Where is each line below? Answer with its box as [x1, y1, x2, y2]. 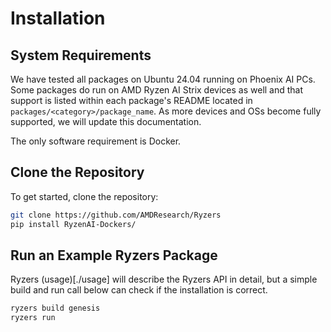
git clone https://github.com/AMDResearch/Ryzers [10, 210, 222, 220]
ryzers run [10, 313, 56, 323]
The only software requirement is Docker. [10, 135, 182, 147]
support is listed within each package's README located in [10, 95, 253, 106]
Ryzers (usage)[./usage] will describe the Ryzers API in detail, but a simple [10, 273, 318, 286]
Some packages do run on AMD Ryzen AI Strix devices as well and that [10, 84, 304, 96]
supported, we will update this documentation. [10, 116, 202, 127]
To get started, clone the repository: [10, 190, 159, 202]
